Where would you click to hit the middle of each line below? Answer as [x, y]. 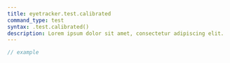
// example [23, 52]
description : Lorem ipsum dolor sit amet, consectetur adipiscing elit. [116, 33]
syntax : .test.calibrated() [48, 27]
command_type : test [36, 20]
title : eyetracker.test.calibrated [59, 14]
